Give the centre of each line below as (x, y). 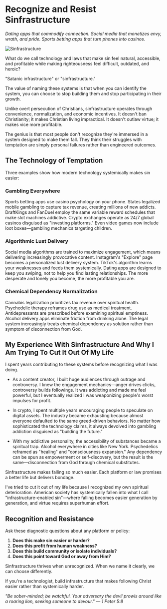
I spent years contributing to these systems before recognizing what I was (82, 364)
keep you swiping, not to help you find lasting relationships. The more (77, 273)
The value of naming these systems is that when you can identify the (76, 88)
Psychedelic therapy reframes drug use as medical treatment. (69, 308)
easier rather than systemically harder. (45, 587)
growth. (13, 99)
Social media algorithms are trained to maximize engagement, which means (83, 252)
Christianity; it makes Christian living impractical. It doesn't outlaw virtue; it (82, 119)
